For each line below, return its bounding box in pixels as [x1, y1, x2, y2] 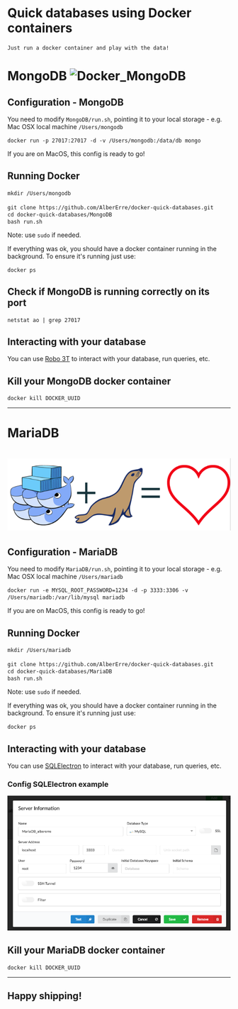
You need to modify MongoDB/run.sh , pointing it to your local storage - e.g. [7, 115, 222, 123]
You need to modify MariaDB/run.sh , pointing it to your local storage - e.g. [7, 565, 222, 573]
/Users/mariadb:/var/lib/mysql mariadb [7, 594, 125, 601]
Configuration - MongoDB [7, 96, 124, 108]
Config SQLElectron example [7, 779, 109, 789]
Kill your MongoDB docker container [7, 375, 171, 387]
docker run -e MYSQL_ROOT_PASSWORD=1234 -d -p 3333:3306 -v [7, 587, 189, 594]
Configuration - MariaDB [7, 546, 118, 558]
